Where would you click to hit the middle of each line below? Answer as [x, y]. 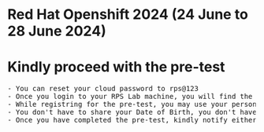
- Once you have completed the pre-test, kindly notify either [132, 120]
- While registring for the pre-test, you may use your [117, 104]
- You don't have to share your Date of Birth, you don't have [132, 112]
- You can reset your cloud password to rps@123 [103, 89]
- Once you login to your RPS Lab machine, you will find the [130, 97]
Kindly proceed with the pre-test [116, 67]
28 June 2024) [57, 31]
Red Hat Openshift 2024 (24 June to [128, 15]
